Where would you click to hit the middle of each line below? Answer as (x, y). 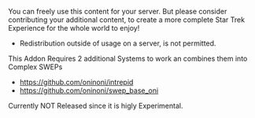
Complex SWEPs (35, 67)
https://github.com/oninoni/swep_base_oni (89, 90)
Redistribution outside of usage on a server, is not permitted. (118, 43)
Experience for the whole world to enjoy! (74, 28)
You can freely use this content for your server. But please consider (118, 11)
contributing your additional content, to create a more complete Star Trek (127, 20)
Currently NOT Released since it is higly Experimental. (96, 106)
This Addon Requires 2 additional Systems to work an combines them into (128, 59)
